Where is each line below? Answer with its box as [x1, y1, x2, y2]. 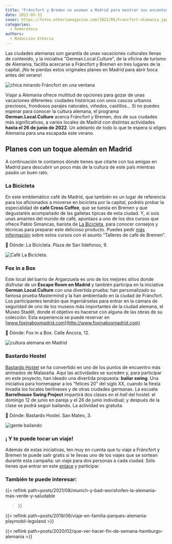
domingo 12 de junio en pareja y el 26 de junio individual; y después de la [5, 397, 160, 403]
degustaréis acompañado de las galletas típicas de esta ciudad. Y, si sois [5, 210, 160, 216]
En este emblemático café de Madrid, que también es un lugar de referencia [5, 193, 166, 200]
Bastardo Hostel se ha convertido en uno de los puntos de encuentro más [5, 364, 161, 370]
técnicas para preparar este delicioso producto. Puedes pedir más [5, 226, 145, 232]
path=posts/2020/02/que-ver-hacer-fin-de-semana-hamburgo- [28, 528, 163, 534]
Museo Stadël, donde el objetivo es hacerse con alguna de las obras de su [5, 309, 163, 315]
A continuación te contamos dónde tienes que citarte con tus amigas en [5, 158, 157, 165]
